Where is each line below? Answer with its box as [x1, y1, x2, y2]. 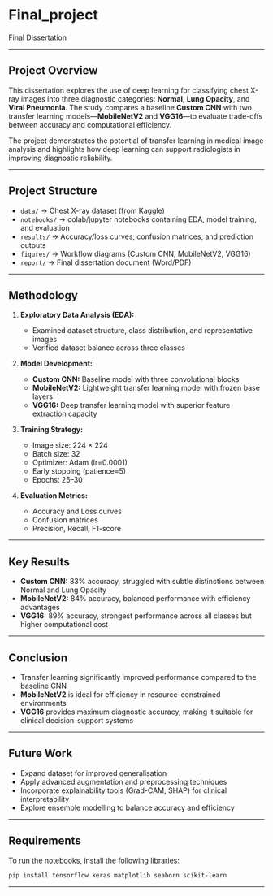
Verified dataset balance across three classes [32, 343, 185, 353]
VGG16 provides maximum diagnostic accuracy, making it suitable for [19, 707, 253, 716]
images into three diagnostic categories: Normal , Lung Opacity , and [20, 93, 250, 103]
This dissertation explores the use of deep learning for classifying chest [8, 85, 249, 95]
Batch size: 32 [32, 449, 80, 459]
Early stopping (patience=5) [32, 466, 127, 476]
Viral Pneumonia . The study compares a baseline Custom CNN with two [8, 102, 253, 112]
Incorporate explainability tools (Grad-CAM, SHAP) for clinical [19, 786, 227, 795]
